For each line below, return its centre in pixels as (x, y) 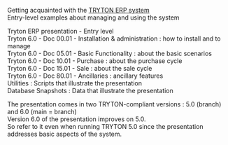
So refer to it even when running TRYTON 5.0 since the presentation (106, 126)
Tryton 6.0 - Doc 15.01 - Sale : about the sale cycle (80, 68)
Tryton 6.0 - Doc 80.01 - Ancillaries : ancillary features (85, 76)
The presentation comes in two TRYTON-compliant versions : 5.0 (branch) (114, 104)
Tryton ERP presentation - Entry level (60, 31)
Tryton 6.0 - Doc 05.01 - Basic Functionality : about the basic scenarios (109, 53)
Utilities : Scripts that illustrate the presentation (74, 83)
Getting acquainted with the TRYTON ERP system (79, 10)
